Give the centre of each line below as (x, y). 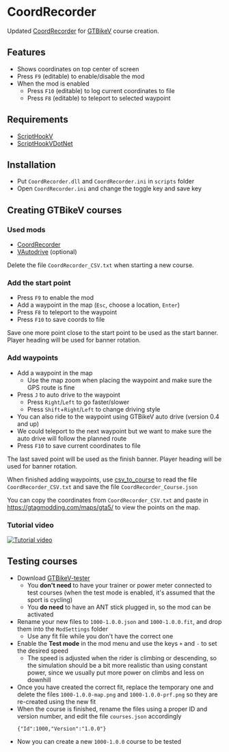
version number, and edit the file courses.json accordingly (99, 716)
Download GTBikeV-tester (53, 578)
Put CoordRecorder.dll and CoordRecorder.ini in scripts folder (106, 181)
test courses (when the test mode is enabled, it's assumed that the (121, 592)
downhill (39, 679)
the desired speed (42, 651)
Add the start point (39, 283)
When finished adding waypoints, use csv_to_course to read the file (102, 479)
